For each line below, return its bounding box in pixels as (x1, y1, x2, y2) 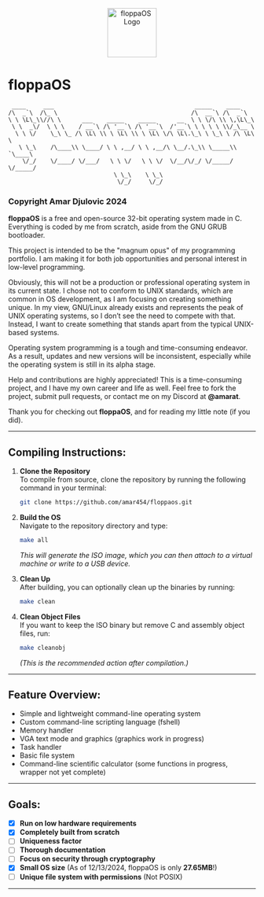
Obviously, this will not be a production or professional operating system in (8, 278, 250, 287)
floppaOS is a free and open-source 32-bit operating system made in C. (8, 214, 242, 223)
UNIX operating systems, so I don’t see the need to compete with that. (8, 311, 236, 321)
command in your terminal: (19, 483, 107, 493)
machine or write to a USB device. (19, 559, 131, 568)
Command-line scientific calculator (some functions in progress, (19, 759, 229, 769)
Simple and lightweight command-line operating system (19, 709, 201, 718)
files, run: (19, 629, 51, 638)
